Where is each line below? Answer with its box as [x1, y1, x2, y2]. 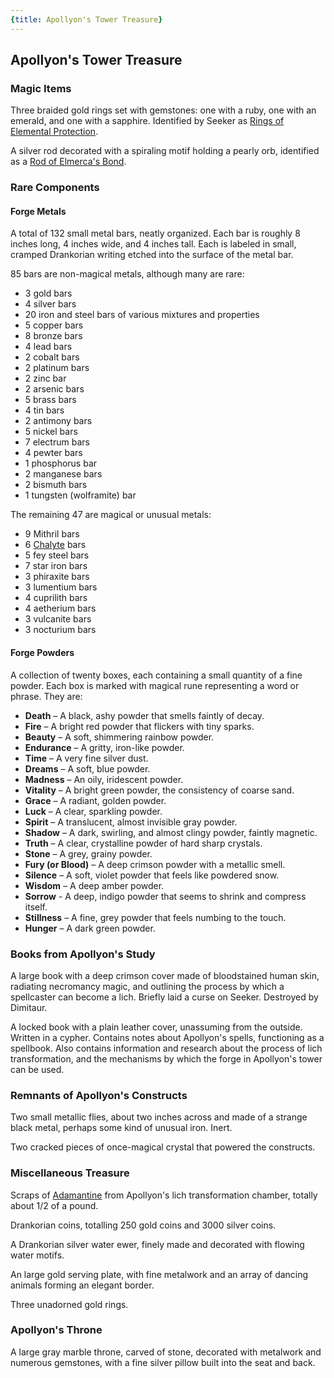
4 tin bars [24, 404, 65, 416]
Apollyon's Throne [10, 1323, 103, 1337]
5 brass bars [24, 394, 77, 406]
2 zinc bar [24, 372, 67, 385]
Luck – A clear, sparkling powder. [24, 805, 163, 817]
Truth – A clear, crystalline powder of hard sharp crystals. [24, 837, 263, 849]
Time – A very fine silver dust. [24, 752, 149, 764]
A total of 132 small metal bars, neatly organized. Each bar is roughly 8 [10, 227, 301, 240]
